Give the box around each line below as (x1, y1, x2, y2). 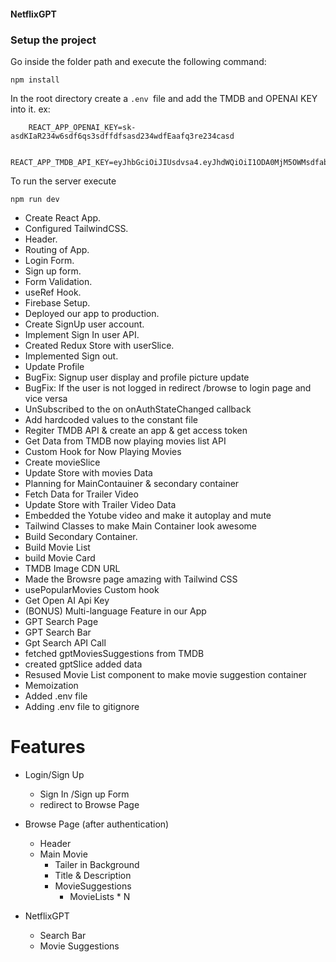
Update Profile (24, 360, 85, 372)
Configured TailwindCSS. (24, 222, 129, 234)
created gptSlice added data (24, 658, 143, 670)
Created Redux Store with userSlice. (24, 339, 175, 351)
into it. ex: (10, 103, 51, 115)
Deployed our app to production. (24, 307, 160, 319)
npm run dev (10, 194, 60, 204)
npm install (10, 75, 60, 85)
